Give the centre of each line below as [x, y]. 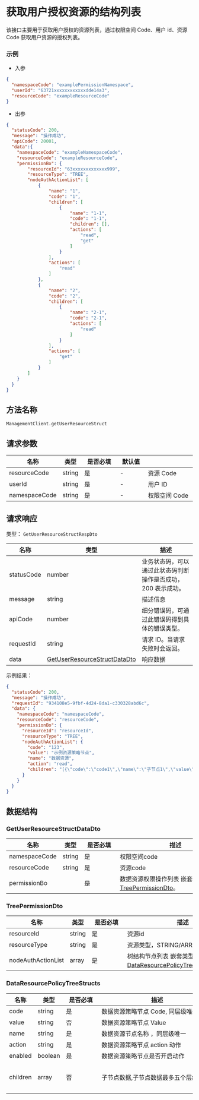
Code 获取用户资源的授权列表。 [45, 37]
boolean [49, 1055]
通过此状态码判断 [166, 570]
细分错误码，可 [163, 611]
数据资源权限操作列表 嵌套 [156, 879]
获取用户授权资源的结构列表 [74, 12]
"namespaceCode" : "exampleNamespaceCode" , [70, 152]
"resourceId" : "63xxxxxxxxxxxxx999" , [74, 169]
